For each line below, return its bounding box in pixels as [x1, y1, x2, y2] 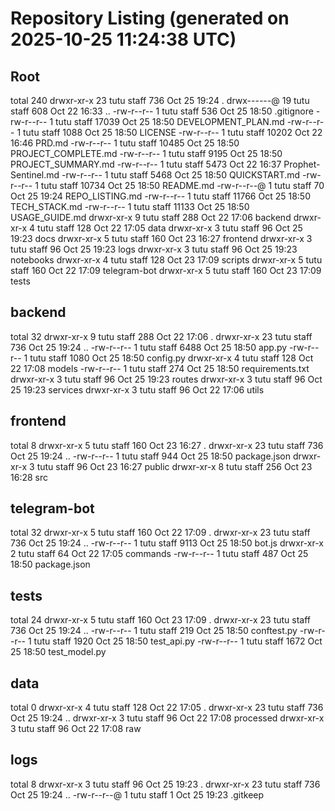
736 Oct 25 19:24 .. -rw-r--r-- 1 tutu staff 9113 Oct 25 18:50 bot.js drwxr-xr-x [10, 537, 324, 549]
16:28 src [10, 471, 48, 483]
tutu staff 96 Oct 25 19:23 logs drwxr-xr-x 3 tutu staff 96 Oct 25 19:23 [10, 243, 298, 255]
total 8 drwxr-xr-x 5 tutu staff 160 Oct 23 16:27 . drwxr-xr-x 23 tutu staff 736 [10, 439, 324, 451]
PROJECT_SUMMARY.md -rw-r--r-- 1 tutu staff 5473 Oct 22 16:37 [10, 158, 282, 170]
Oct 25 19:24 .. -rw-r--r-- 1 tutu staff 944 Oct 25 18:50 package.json [10, 450, 292, 462]
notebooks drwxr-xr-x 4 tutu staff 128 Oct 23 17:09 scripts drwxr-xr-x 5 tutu [10, 254, 323, 266]
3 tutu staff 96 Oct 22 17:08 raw [10, 723, 142, 735]
